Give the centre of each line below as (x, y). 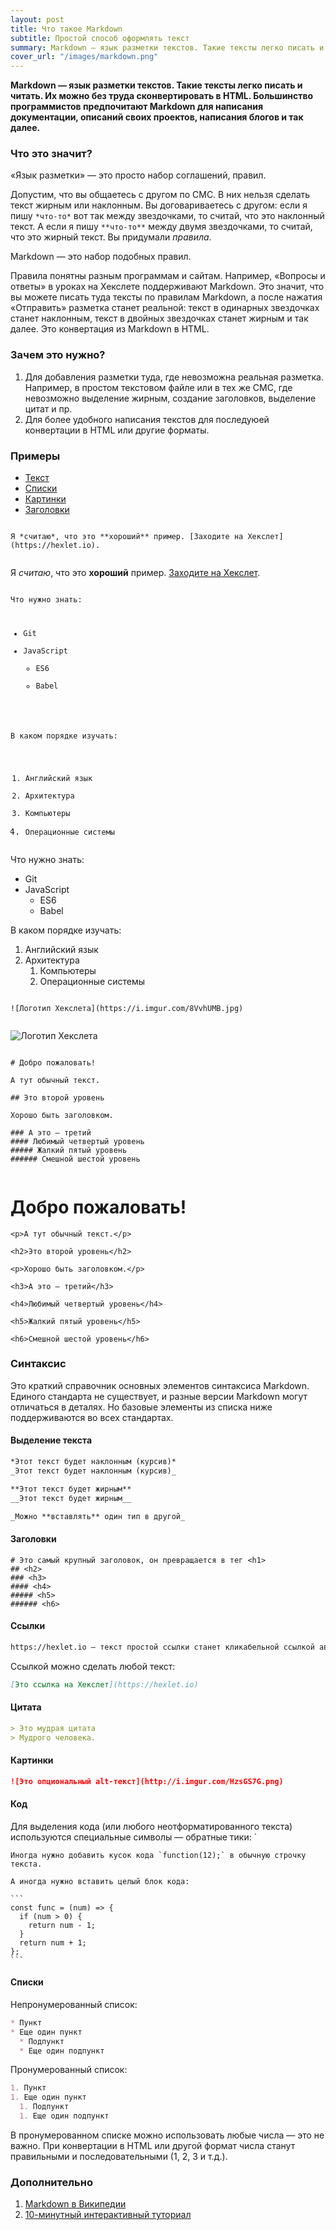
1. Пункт (28, 2088)
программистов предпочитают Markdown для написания (137, 107)
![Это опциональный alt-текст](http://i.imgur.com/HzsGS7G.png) (147, 1781)
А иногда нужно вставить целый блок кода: (100, 1881)
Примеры (35, 456)
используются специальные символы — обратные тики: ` (134, 1837)
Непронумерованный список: (74, 2004)
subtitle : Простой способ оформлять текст (100, 38)
